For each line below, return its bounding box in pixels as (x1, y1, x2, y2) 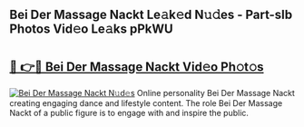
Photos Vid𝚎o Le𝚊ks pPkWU (9, 22, 174, 37)
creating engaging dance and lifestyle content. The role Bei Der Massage (9, 98, 283, 108)
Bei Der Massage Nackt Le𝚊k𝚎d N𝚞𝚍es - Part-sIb (9, 7, 293, 23)
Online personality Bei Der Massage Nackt (136, 88, 295, 98)
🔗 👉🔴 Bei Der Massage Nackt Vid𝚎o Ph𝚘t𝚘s (9, 59, 265, 74)
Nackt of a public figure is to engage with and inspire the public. (9, 108, 250, 118)
